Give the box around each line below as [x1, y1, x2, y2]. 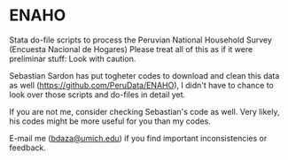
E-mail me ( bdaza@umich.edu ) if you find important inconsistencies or [9, 133, 268, 143]
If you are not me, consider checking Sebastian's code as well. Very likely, [9, 106, 280, 117]
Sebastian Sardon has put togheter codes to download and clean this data [9, 70, 280, 80]
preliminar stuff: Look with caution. [9, 53, 136, 64]
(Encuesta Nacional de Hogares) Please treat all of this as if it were [9, 43, 253, 54]
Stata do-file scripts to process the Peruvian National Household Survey [9, 34, 272, 45]
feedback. [9, 142, 46, 153]
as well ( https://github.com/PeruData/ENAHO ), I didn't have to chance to [9, 80, 275, 90]
